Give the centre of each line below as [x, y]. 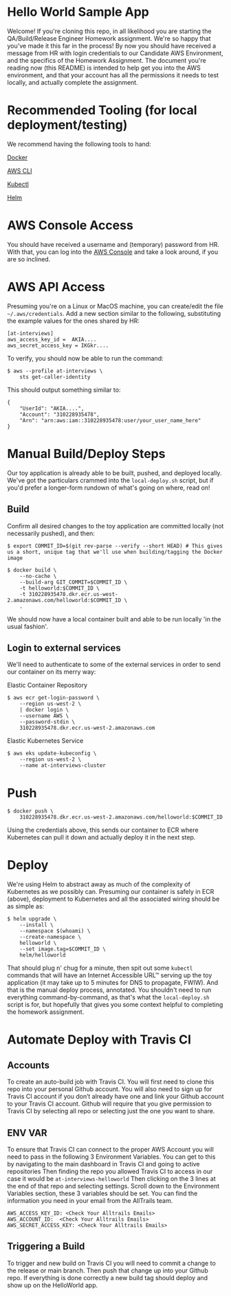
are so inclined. [29, 259]
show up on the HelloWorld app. [53, 1285]
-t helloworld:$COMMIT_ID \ [59, 588]
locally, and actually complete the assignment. [73, 82]
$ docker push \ [30, 811]
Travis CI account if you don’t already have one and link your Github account [115, 1097]
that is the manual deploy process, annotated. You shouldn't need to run [109, 990]
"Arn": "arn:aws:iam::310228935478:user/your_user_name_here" [110, 420]
